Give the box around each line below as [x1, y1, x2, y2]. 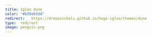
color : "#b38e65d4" [5, 12, 45, 16]
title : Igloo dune [5, 7, 42, 12]
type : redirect [5, 20, 38, 25]
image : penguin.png [5, 25, 45, 30]
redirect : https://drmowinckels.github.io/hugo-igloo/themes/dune [5, 16, 147, 21]
